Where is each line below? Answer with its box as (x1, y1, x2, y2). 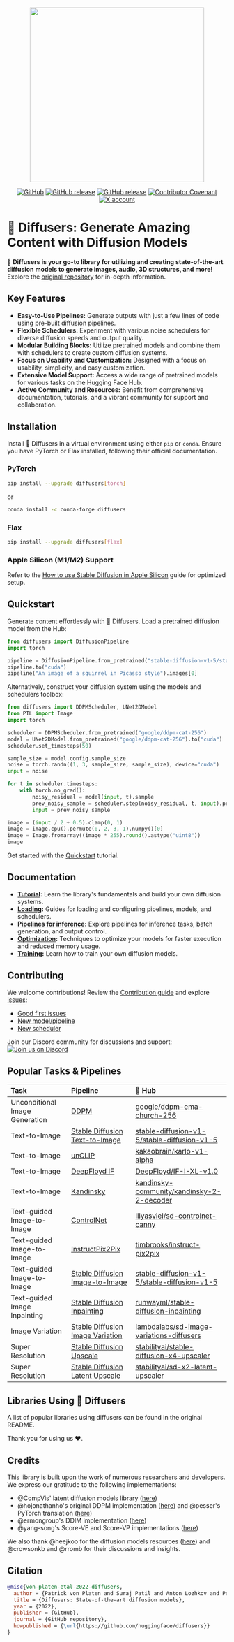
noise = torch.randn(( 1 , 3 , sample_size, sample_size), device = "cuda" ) (7, 762, 219, 769)
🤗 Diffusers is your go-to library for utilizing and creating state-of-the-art (7, 257, 224, 266)
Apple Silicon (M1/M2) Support (7, 555, 114, 565)
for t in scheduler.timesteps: (7, 780, 98, 787)
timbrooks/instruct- (135, 1240, 201, 1250)
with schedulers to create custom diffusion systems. (17, 348, 168, 356)
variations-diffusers (135, 1331, 202, 1341)
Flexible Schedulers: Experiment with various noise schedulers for (17, 326, 210, 335)
